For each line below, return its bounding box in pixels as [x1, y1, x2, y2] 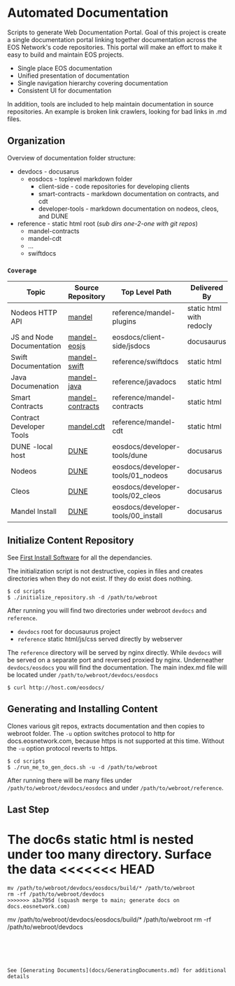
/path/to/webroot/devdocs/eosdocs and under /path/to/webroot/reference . [7, 783, 224, 792]
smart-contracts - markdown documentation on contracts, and [38, 189, 219, 197]
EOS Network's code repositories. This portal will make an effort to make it [7, 43, 222, 51]
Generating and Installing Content [7, 703, 158, 715]
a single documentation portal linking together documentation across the [7, 35, 218, 43]
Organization [7, 135, 65, 147]
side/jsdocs [111, 341, 150, 351]
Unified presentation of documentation [17, 71, 129, 80]
